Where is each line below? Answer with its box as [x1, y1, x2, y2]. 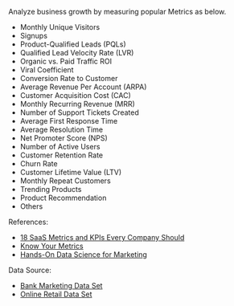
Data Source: [8, 265, 52, 275]
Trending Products [19, 185, 82, 194]
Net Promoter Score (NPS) [19, 133, 109, 143]
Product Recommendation [19, 193, 107, 202]
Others [19, 202, 43, 211]
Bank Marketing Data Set [19, 281, 103, 290]
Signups [19, 31, 48, 40]
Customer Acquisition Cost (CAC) [19, 91, 131, 100]
